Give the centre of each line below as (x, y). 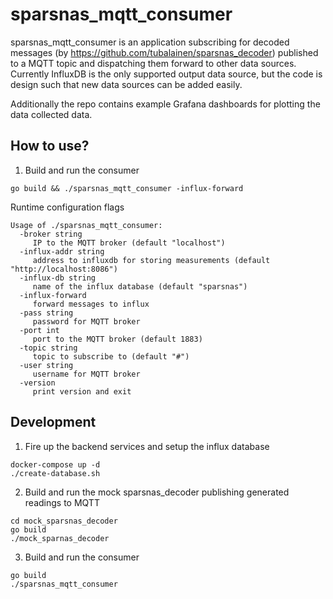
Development (53, 422)
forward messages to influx (91, 304)
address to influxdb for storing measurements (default (151, 260)
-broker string (51, 234)
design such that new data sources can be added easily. (126, 84)
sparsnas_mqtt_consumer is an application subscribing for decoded (150, 42)
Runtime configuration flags (67, 207)
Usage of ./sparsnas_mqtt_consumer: (86, 225)
